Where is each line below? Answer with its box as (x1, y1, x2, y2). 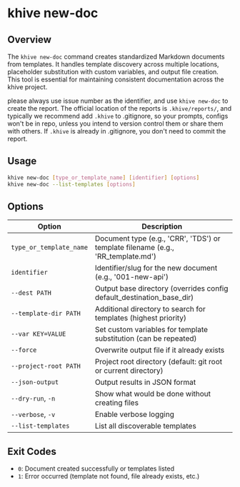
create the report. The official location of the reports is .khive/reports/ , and (7, 104, 232, 112)
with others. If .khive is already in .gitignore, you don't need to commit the (7, 127, 226, 135)
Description (141, 221, 183, 231)
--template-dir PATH (11, 309, 81, 318)
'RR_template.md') (94, 251, 157, 261)
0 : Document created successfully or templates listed (17, 464, 175, 473)
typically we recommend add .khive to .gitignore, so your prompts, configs (7, 112, 229, 120)
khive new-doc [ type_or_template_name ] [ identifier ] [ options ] (7, 174, 200, 181)
